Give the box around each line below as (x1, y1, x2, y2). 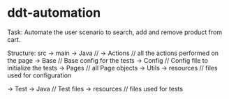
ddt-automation (7, 5, 101, 21)
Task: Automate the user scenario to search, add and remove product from (7, 28, 222, 36)
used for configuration (7, 71, 72, 79)
